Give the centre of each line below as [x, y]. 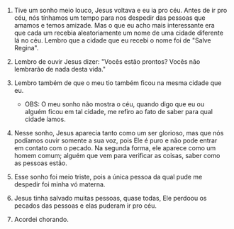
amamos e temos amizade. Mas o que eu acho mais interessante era [114, 25]
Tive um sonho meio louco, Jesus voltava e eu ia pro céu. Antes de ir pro [121, 10]
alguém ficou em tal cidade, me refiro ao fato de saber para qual [118, 112]
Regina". [26, 48]
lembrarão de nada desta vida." [60, 69]
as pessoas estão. [40, 163]
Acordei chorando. [41, 219]
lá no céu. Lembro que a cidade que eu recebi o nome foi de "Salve [112, 40]
